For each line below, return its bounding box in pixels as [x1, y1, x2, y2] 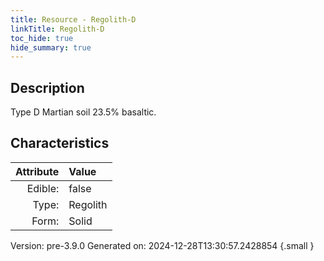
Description [10, 79, 85, 96]
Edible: [26, 181, 60, 195]
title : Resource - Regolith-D [10, 14, 137, 25]
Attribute [15, 164, 60, 178]
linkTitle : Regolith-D [10, 24, 105, 34]
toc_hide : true [10, 33, 74, 43]
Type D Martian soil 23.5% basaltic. [10, 106, 157, 118]
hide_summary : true [10, 42, 92, 53]
